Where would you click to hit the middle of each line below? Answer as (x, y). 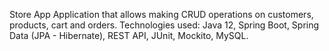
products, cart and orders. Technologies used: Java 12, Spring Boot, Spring (164, 25)
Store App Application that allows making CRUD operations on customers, (161, 14)
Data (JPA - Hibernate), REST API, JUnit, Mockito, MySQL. (129, 35)
